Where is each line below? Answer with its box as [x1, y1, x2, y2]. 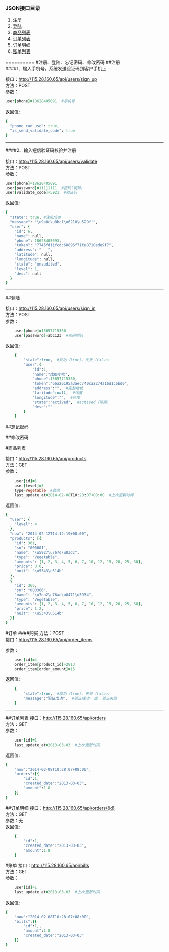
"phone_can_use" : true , [10, 124, 59, 129]
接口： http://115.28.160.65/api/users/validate [5, 158, 97, 164]
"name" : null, [14, 233, 44, 238]
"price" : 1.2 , [14, 606, 44, 611]
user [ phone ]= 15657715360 [14, 328, 66, 334]
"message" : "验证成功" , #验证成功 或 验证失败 [23, 696, 117, 701]
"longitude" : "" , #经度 [32, 395, 80, 400]
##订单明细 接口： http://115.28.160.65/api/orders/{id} [5, 805, 115, 811]
